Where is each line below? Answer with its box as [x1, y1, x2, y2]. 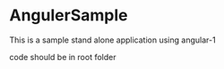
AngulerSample [9, 5, 128, 26]
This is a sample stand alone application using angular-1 [9, 34, 217, 45]
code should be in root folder [9, 51, 116, 62]
